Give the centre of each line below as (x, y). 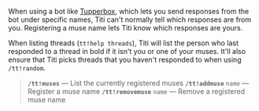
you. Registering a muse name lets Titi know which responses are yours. (126, 28)
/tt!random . (27, 68)
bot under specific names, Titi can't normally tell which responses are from (130, 20)
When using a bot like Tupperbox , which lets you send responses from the (129, 11)
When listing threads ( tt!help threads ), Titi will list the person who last (123, 43)
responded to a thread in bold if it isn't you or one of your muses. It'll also (127, 51)
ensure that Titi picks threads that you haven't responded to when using (125, 59)
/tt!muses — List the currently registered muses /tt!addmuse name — (138, 83)
